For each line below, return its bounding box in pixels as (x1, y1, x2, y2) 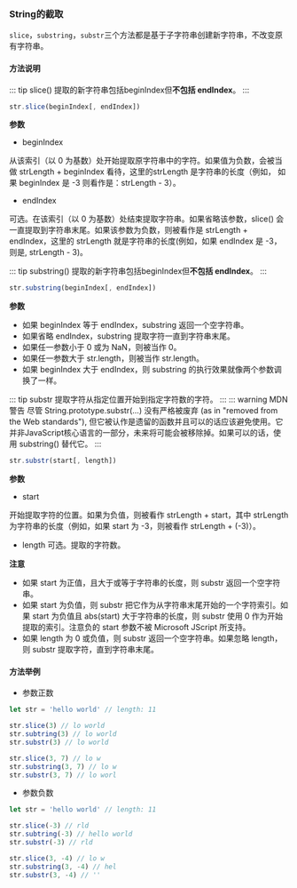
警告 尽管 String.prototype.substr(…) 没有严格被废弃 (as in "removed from (9, 405, 278, 416)
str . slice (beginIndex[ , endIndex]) (9, 102, 141, 111)
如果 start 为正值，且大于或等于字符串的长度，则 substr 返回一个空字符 (21, 578, 281, 588)
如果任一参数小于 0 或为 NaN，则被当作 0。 (21, 342, 182, 353)
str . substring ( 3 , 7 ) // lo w (9, 762, 117, 771)
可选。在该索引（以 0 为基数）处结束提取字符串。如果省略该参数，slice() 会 (9, 213, 285, 224)
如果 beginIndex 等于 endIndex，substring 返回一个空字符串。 (21, 320, 249, 331)
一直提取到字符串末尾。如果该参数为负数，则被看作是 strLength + (9, 225, 248, 236)
